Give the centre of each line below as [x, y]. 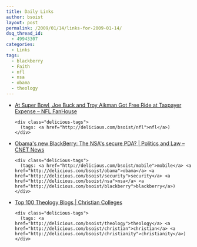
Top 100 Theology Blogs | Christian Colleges [68, 202]
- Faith [21, 66]
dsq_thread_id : [25, 34]
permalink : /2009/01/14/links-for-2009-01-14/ [64, 28]
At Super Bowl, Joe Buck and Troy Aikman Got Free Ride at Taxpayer [98, 105]
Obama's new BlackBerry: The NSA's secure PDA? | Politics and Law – [100, 143]
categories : [21, 45]
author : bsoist [25, 17]
